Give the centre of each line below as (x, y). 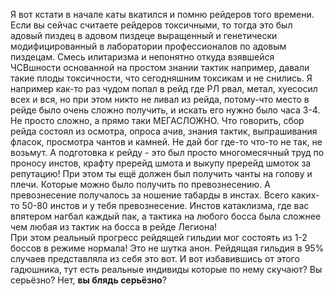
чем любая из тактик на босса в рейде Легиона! (114, 227)
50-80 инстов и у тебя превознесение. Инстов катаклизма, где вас (165, 205)
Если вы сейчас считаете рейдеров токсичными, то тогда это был (151, 25)
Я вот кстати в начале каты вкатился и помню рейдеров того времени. (162, 14)
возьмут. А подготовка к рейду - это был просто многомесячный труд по (167, 152)
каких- (305, 195)
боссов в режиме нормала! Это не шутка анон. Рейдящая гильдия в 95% (167, 248)
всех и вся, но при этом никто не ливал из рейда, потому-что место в (160, 99)
